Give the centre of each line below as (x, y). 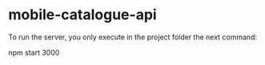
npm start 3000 (34, 52)
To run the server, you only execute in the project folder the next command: (133, 37)
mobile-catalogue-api (83, 15)
